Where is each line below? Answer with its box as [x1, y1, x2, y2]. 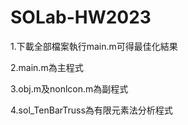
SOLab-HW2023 [10, 6, 152, 29]
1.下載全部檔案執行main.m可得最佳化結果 [10, 40, 178, 52]
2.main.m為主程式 [10, 61, 84, 73]
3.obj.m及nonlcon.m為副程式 [10, 82, 129, 95]
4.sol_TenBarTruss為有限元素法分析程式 [10, 104, 173, 116]
